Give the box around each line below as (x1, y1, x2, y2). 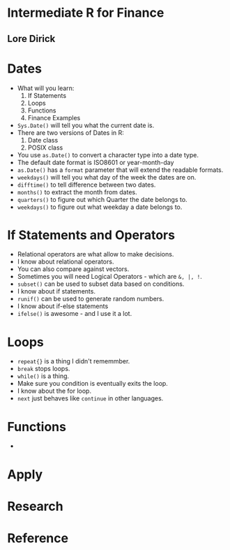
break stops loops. (17, 365, 70, 373)
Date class (27, 136, 59, 144)
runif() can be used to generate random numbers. (17, 295, 164, 303)
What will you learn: (17, 84, 75, 92)
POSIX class (27, 143, 63, 152)
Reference (7, 530, 68, 546)
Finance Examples (27, 113, 81, 122)
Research (7, 498, 64, 514)
